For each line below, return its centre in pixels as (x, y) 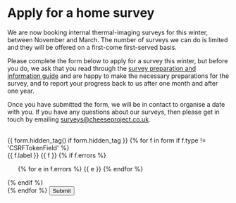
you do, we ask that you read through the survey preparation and (102, 68)
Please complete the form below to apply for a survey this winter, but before (118, 60)
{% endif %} (25, 182)
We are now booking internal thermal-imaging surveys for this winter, (108, 32)
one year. (21, 91)
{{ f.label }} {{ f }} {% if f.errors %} (57, 155)
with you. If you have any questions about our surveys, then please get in (113, 112)
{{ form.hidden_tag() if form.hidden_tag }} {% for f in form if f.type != (107, 140)
